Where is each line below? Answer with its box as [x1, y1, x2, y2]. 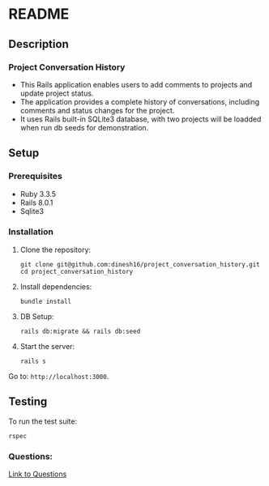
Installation [8, 226, 54, 237]
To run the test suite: [8, 416, 78, 426]
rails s [19, 357, 46, 365]
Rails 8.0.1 [19, 198, 53, 207]
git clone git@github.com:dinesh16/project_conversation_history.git [19, 260, 261, 268]
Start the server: [19, 341, 75, 351]
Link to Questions [8, 469, 67, 479]
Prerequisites [8, 171, 62, 182]
